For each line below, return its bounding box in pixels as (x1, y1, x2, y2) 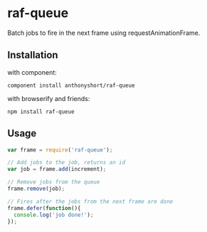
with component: (7, 68, 57, 76)
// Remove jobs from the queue (7, 179, 100, 186)
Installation (7, 49, 58, 61)
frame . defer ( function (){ (7, 204, 81, 211)
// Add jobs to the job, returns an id (7, 159, 126, 167)
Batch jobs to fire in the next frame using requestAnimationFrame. (7, 28, 201, 37)
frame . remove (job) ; (7, 185, 65, 193)
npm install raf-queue (7, 108, 75, 115)
